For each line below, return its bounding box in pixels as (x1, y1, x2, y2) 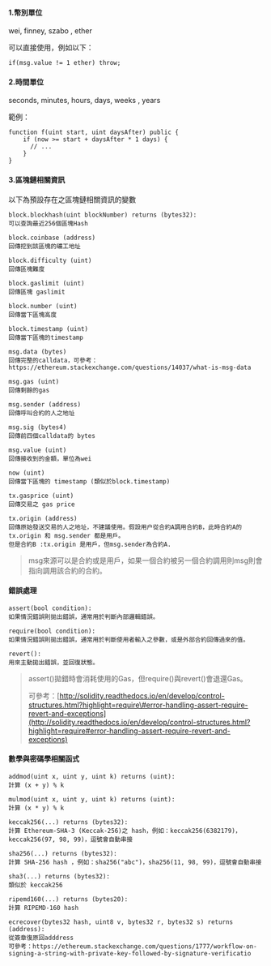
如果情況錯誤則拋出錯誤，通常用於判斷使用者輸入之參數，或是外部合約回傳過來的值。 (8, 635, 249, 644)
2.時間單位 (8, 77, 44, 87)
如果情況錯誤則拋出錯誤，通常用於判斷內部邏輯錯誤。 (8, 612, 159, 620)
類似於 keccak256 (8, 881, 63, 890)
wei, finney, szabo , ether (8, 26, 93, 36)
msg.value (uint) (8, 446, 67, 454)
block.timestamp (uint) (8, 324, 89, 333)
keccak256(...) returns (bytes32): (8, 818, 129, 826)
